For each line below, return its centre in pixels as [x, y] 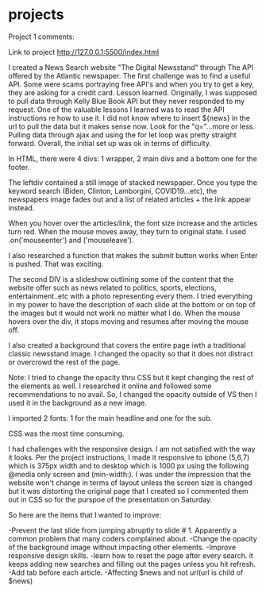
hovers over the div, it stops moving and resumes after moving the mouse [128, 321]
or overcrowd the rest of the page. [64, 362]
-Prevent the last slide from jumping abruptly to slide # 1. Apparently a [122, 530]
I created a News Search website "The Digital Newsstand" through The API [131, 67]
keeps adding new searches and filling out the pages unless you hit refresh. [132, 564]
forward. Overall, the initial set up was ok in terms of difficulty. [110, 143]
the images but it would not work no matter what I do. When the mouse [124, 313]
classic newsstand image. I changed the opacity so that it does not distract [131, 353]
